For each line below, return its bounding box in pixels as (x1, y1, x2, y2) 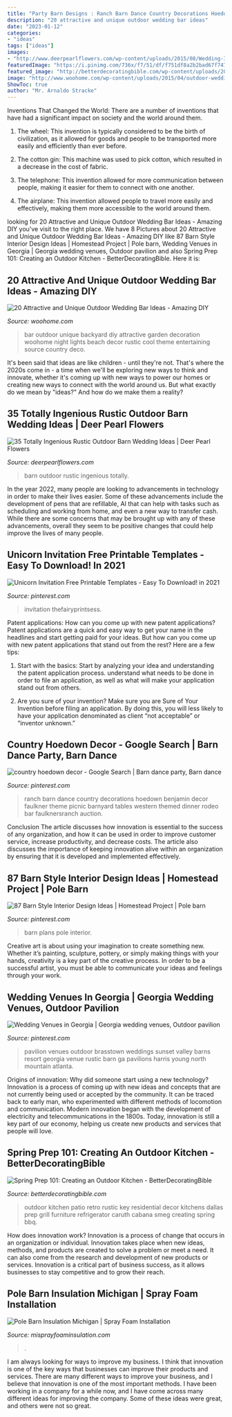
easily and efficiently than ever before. (17, 142, 127, 150)
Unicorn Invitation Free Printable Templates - (7, 549, 205, 561)
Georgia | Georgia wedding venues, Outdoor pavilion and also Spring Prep (7, 247, 218, 255)
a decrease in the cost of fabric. (17, 163, 108, 171)
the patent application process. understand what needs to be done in (17, 669, 214, 677)
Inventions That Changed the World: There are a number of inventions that (7, 107, 219, 115)
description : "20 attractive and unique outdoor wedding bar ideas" (7, 17, 209, 24)
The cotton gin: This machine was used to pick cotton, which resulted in (17, 155, 222, 163)
